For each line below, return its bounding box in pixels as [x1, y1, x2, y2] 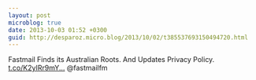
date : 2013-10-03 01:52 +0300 [8, 26, 108, 34]
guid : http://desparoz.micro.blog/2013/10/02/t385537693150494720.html [8, 33, 248, 42]
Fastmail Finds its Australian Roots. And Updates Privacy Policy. [8, 55, 215, 64]
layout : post [8, 11, 51, 20]
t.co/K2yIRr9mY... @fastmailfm [8, 64, 108, 73]
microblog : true [8, 19, 61, 27]
